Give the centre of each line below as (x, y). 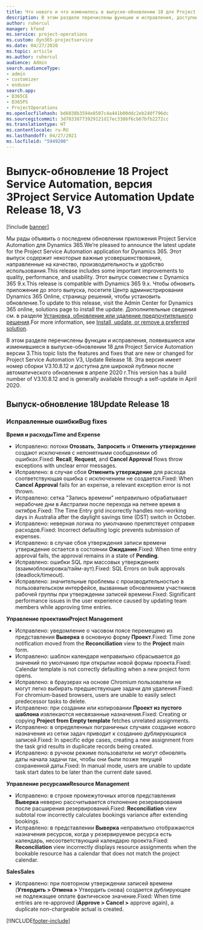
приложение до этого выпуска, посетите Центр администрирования (95, 290)
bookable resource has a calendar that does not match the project (97, 854)
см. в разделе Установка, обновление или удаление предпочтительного (100, 315)
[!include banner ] (28, 226)
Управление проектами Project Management (65, 619)
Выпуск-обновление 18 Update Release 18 (88, 404)
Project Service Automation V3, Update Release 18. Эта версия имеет (94, 359)
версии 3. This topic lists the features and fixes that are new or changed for (100, 353)
